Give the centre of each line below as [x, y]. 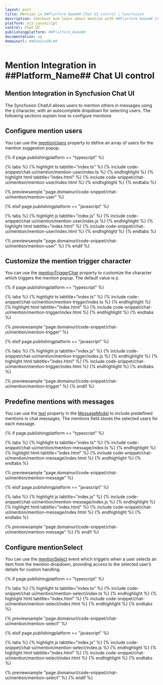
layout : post [18, 9]
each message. [20, 424]
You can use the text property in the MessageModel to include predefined [79, 413]
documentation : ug [24, 37]
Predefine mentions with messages [60, 401]
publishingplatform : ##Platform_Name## [45, 32]
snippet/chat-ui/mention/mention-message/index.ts [57, 448]
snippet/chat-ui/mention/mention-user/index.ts [52, 172]
